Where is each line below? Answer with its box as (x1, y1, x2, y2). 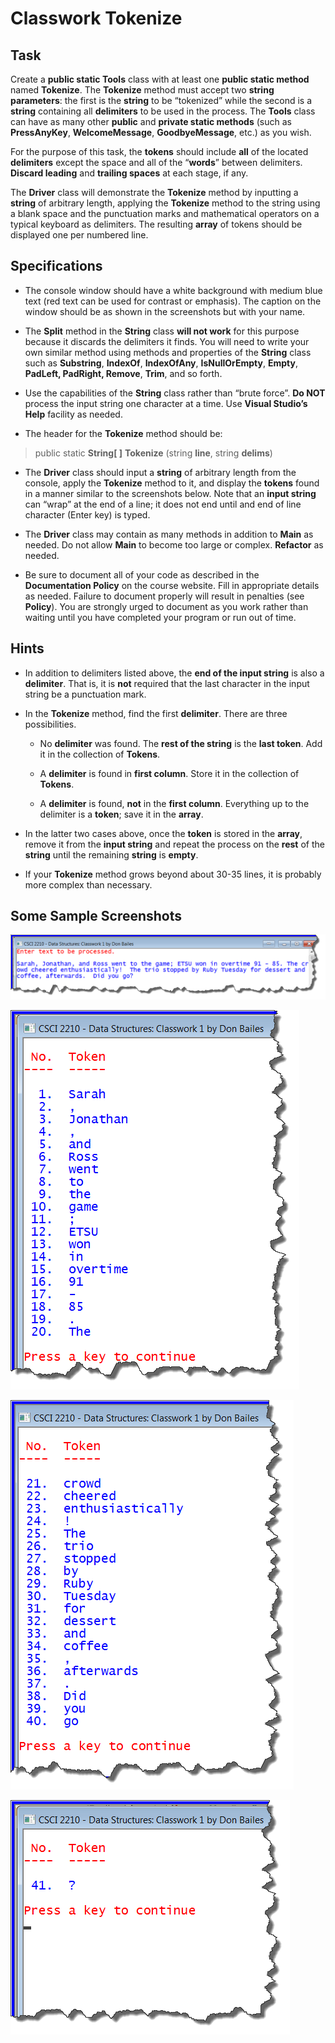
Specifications (10, 258, 103, 275)
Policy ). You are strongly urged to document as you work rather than (24, 600, 309, 612)
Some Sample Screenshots (10, 908, 183, 925)
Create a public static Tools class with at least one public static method (10, 73, 310, 85)
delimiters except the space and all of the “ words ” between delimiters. (10, 157, 303, 168)
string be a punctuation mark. (24, 688, 147, 700)
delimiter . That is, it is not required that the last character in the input (24, 677, 310, 689)
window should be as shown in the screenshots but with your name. (24, 305, 306, 317)
